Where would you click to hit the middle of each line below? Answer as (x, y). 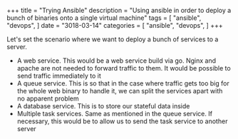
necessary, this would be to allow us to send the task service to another (122, 121)
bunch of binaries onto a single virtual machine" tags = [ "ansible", (104, 18)
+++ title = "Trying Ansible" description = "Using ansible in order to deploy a (119, 10)
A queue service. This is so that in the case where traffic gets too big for (123, 83)
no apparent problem (48, 98)
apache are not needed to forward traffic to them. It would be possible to (124, 68)
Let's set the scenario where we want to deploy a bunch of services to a (113, 39)
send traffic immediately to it (59, 76)
